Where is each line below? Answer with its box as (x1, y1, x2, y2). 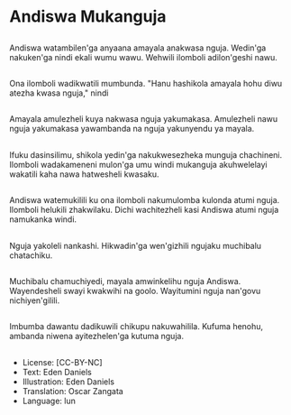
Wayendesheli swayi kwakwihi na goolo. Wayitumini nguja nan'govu (9, 285, 261, 296)
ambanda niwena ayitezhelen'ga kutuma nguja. (9, 331, 185, 342)
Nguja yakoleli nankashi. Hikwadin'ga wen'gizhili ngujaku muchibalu (9, 240, 262, 251)
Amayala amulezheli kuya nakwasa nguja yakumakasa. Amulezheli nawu (9, 114, 278, 124)
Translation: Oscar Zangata (22, 385, 123, 396)
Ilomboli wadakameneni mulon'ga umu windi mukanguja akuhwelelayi (9, 159, 268, 170)
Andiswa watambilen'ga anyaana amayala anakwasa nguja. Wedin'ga (9, 42, 267, 53)
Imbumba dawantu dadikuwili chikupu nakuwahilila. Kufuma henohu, (9, 321, 264, 332)
